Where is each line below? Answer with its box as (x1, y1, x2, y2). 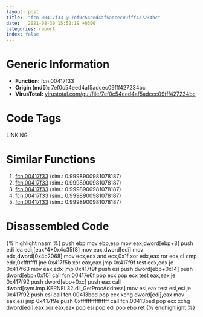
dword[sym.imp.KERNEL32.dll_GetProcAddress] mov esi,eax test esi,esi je (6, 284, 192, 292)
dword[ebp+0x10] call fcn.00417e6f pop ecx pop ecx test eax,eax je (6, 272, 176, 279)
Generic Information (6, 57, 110, 71)
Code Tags (6, 111, 62, 125)
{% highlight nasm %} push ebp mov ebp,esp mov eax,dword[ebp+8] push (6, 240, 193, 247)
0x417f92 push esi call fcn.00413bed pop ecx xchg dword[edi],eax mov (6, 291, 185, 298)
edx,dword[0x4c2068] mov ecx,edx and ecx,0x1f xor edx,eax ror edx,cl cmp (6, 252, 197, 260)
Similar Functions (6, 152, 95, 166)
